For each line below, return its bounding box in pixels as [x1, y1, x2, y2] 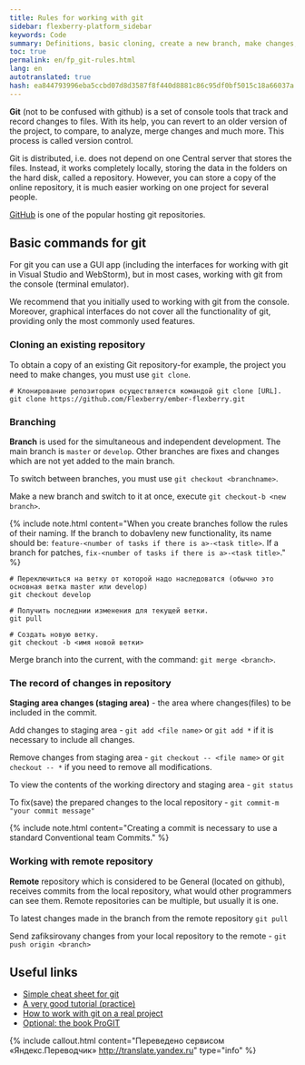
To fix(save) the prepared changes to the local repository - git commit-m [9, 797, 280, 808]
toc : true [9, 47, 47, 56]
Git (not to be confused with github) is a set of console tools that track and [9, 106, 289, 117]
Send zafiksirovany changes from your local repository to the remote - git [9, 930, 288, 941]
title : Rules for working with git [9, 13, 144, 23]
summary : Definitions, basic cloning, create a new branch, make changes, [9, 38, 299, 48]
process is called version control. [9, 135, 133, 146]
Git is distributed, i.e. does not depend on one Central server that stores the [9, 152, 292, 164]
